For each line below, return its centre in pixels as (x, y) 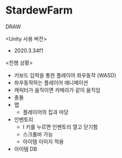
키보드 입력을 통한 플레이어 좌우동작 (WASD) (65, 75)
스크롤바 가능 (38, 134)
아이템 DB (26, 149)
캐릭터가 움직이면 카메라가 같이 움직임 (57, 90)
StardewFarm (39, 10)
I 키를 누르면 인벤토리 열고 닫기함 (60, 127)
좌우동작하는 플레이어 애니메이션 (51, 83)
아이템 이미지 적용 (43, 141)
